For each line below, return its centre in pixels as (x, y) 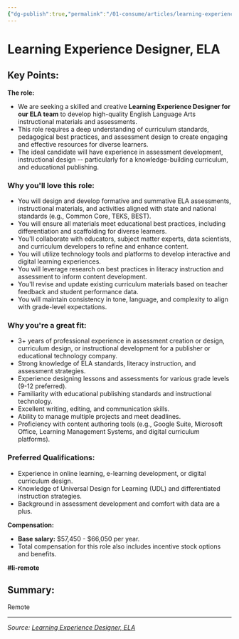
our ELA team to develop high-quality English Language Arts (107, 114)
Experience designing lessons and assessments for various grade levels (123, 379)
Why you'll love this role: (51, 185)
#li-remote (23, 568)
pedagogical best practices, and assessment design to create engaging (123, 137)
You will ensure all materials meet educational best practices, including (122, 223)
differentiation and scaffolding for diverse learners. (92, 231)
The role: (21, 93)
